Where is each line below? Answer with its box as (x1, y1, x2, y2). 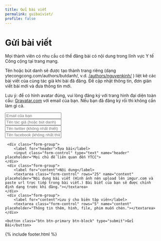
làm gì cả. (5, 103, 25, 109)
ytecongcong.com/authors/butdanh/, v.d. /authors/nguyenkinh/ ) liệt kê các (5, 73, 157, 79)
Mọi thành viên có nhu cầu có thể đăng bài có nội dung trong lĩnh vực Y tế (5, 53, 154, 59)
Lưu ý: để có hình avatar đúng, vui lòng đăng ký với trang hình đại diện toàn (5, 93, 157, 99)
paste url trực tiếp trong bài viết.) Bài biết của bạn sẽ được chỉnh (5, 180, 151, 185)
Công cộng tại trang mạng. (5, 58, 59, 64)
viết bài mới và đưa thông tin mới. (5, 83, 72, 89)
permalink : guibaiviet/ (5, 12, 54, 17)
